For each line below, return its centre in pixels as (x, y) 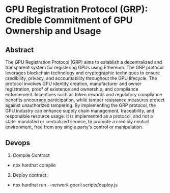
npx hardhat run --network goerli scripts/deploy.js (65, 185)
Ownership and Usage (53, 31)
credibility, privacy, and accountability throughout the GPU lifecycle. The (81, 78)
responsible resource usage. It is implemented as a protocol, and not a (79, 116)
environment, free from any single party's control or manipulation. (74, 127)
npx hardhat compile (34, 165)
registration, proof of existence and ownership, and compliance (72, 89)
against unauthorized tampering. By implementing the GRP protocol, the (81, 105)
